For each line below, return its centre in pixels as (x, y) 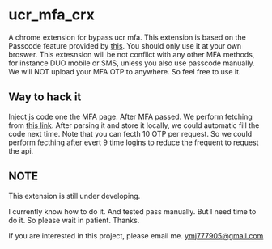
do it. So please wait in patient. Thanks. (74, 220)
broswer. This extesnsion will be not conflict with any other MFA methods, (132, 54)
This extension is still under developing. (74, 196)
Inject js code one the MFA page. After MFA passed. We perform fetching (130, 116)
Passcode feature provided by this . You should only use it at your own (125, 45)
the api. (21, 150)
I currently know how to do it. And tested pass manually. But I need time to (132, 211)
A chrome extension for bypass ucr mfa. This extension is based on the (127, 37)
